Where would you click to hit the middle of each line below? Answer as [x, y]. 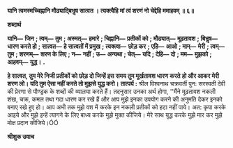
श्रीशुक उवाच [21, 137]
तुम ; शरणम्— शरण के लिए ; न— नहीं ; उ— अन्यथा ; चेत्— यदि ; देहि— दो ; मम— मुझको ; [110, 54]
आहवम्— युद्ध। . [26, 62]
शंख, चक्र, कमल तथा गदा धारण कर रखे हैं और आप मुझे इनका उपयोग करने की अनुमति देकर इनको [115, 99]
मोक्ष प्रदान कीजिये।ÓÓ [33, 123]
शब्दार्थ [14, 25]
